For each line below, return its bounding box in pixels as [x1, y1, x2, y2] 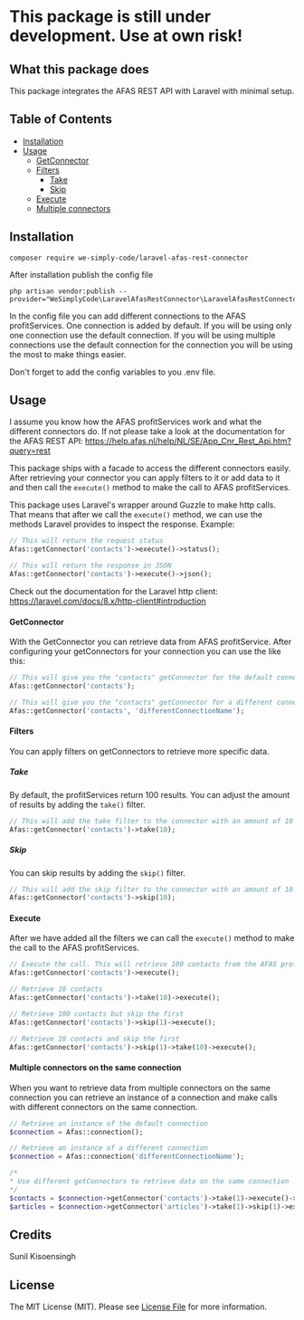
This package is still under [9, 6, 212, 27]
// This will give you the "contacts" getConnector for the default [9, 673, 273, 682]
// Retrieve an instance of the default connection [9, 1119, 208, 1128]
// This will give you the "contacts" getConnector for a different [9, 698, 273, 707]
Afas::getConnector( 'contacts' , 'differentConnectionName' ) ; [9, 706, 245, 716]
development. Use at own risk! [9, 25, 243, 46]
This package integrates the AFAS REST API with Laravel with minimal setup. [9, 86, 295, 96]
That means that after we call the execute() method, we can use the [9, 509, 263, 520]
